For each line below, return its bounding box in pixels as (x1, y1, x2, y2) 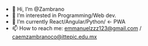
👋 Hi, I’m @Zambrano (11, 6, 65, 12)
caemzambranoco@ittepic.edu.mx (11, 33, 97, 40)
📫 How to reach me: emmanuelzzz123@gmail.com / (11, 25, 142, 32)
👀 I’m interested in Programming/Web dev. (11, 12, 117, 19)
